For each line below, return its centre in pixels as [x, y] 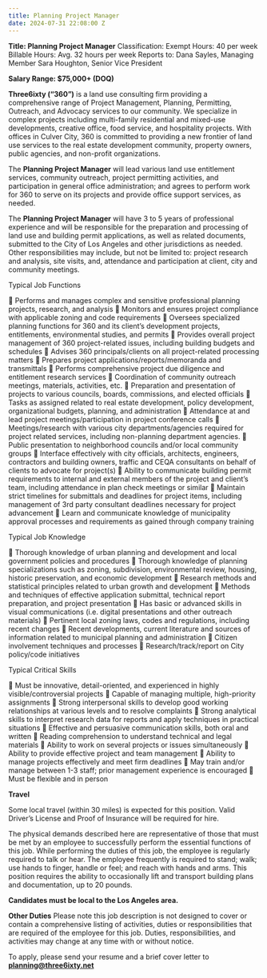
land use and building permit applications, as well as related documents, [127, 235]
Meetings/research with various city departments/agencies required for [126, 428]
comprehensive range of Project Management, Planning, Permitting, [120, 102]
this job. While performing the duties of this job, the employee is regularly [129, 850]
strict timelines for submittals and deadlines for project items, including [125, 496]
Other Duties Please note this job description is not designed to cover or [128, 916]
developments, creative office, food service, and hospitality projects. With [130, 128]
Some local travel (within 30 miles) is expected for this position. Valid [122, 809]
